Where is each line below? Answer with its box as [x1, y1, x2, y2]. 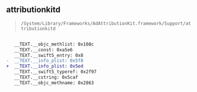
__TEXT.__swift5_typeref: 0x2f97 [14, 69, 97, 75]
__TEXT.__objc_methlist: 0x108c [14, 41, 94, 47]
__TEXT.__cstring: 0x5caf [14, 74, 78, 81]
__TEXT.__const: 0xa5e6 [14, 47, 73, 53]
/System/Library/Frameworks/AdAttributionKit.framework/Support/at [20, 20, 191, 26]
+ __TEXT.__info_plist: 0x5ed [6, 64, 84, 69]
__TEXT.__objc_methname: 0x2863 [14, 80, 94, 85]
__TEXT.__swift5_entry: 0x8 [14, 52, 84, 58]
